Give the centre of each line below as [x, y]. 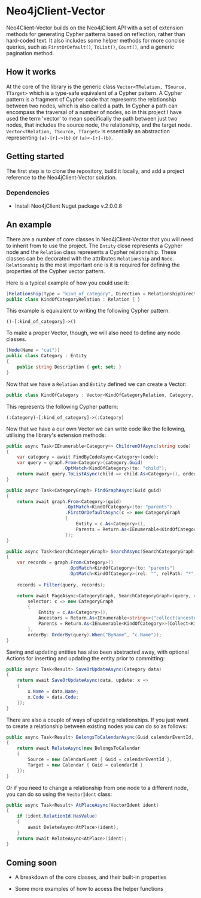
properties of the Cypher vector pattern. [56, 271]
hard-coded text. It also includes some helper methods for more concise [95, 40]
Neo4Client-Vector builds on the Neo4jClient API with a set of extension [95, 28]
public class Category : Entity [46, 356]
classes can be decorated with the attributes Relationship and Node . [90, 258]
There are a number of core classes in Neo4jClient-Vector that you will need [100, 239]
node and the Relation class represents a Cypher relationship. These [91, 252]
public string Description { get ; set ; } [69, 367]
